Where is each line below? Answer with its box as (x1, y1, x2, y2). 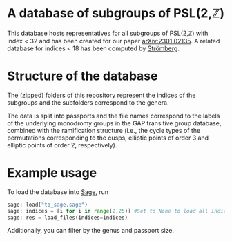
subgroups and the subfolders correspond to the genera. (7, 98, 169, 107)
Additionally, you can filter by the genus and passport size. (7, 227, 175, 235)
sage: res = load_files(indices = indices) (7, 214, 128, 221)
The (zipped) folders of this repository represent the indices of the (7, 91, 196, 99)
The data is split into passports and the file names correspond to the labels (7, 112, 220, 120)
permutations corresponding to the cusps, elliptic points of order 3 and (7, 134, 209, 142)
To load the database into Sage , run (7, 187, 109, 196)
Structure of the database (7, 68, 158, 84)
